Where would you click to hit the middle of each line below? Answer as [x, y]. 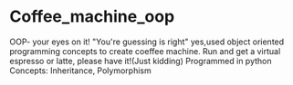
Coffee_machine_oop [92, 17]
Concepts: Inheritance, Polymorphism [81, 71]
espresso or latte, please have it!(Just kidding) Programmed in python [141, 61]
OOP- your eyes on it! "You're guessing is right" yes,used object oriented [147, 42]
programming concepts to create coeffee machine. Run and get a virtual [145, 51]
